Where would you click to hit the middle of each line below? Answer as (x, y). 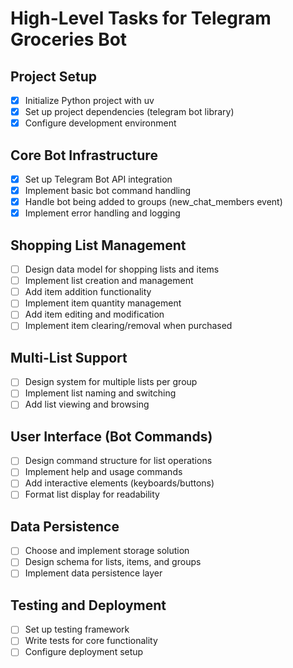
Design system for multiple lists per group (111, 382)
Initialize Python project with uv (89, 100)
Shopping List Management (98, 245)
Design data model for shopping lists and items (122, 269)
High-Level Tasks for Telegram (141, 18)
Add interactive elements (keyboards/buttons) (119, 483)
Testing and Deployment (88, 605)
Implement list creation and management (109, 281)
